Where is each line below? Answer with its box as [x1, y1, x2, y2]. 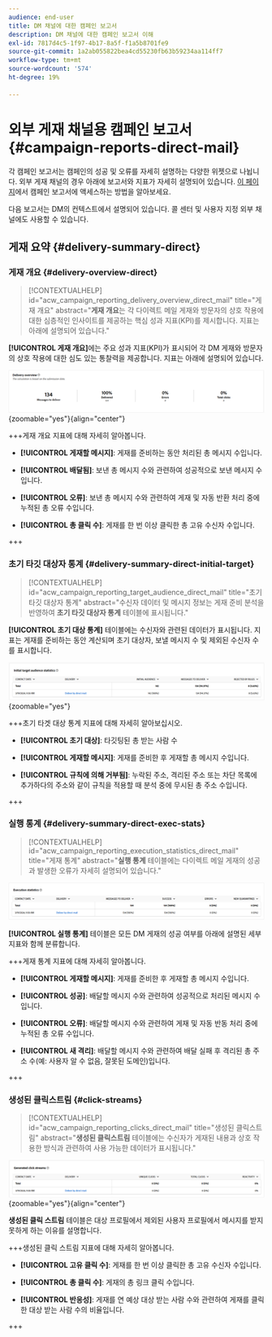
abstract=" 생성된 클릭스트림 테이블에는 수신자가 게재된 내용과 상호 [40, 1133, 252, 1143]
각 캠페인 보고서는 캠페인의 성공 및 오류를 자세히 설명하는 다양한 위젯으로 [8, 166, 238, 176]
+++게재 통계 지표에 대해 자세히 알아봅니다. [8, 957, 146, 967]
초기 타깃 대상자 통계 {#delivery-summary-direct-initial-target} [8, 559, 255, 570]
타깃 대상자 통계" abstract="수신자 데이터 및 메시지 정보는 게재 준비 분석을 [28, 597, 265, 607]
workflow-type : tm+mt [8, 56, 82, 64]
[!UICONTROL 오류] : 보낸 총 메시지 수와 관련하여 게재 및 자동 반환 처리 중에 [19, 493, 260, 502]
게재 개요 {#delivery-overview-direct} [8, 266, 158, 278]
